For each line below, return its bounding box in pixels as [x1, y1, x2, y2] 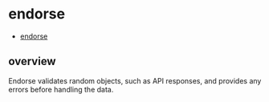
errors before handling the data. [8, 84, 114, 94]
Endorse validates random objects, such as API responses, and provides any [8, 75, 262, 85]
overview [8, 55, 56, 68]
